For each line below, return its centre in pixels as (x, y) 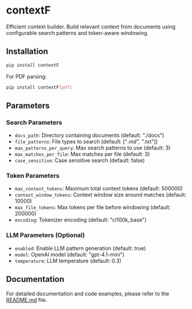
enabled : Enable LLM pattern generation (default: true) (80, 248)
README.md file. (27, 300)
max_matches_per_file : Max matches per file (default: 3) (82, 154)
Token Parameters (33, 176)
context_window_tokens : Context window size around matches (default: (100, 195)
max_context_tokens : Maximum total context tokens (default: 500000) (99, 188)
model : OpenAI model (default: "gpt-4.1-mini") (69, 254)
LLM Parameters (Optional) (46, 235)
